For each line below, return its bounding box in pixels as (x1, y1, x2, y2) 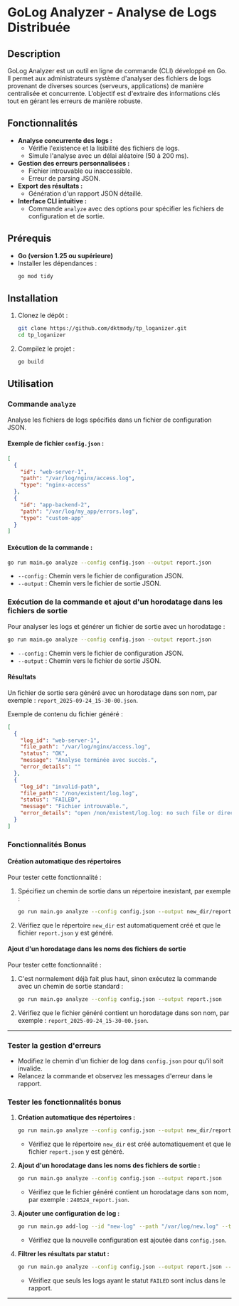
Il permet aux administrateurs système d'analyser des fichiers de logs (7, 74, 212, 83)
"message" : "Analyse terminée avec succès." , (20, 757, 158, 764)
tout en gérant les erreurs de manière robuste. (7, 97, 143, 105)
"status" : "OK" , (20, 750, 69, 758)
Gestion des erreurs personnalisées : (17, 159, 130, 167)
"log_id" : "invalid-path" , (20, 783, 100, 790)
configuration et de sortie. (28, 211, 105, 221)
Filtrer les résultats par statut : (17, 1250, 110, 1258)
